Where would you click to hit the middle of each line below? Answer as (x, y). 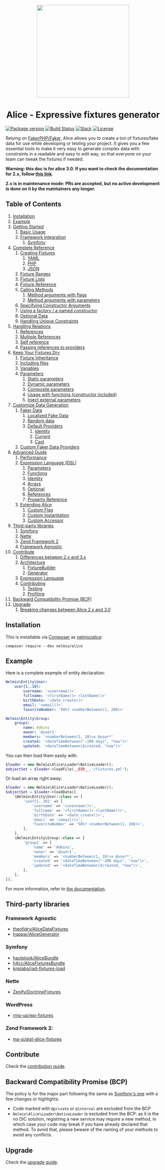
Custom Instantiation (48, 515)
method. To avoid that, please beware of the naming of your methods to (85, 1130)
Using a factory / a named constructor (59, 311)
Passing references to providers (52, 347)
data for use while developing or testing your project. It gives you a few (78, 143)
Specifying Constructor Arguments (55, 305)
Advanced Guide (30, 452)
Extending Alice (36, 505)
